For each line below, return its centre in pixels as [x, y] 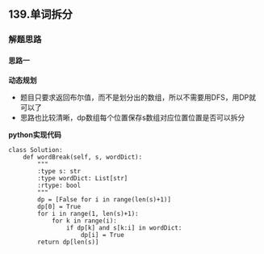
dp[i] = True [103, 235]
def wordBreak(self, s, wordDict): [83, 157]
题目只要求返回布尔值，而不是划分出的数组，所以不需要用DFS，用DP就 [138, 97]
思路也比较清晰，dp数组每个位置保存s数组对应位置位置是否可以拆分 [132, 117]
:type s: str [59, 171]
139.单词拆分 [40, 15]
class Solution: [36, 150]
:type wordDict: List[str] [83, 178]
